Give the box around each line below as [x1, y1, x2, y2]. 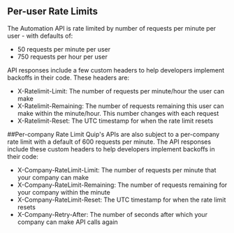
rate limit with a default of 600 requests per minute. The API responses [7, 137, 212, 146]
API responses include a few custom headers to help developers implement [7, 66, 225, 74]
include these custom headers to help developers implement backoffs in [7, 144, 215, 153]
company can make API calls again [17, 218, 119, 226]
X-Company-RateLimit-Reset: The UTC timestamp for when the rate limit [17, 195, 226, 204]
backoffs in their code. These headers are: [7, 73, 130, 82]
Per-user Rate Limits [7, 6, 98, 17]
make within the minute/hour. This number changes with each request [17, 109, 219, 117]
